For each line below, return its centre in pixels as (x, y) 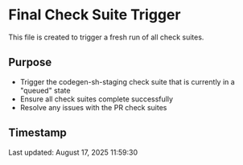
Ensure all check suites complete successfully (97, 99)
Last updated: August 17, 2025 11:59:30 (73, 152)
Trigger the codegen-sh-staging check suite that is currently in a (127, 81)
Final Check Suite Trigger (95, 15)
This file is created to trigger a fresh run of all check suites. (106, 37)
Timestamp (37, 133)
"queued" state (45, 90)
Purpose (30, 62)
